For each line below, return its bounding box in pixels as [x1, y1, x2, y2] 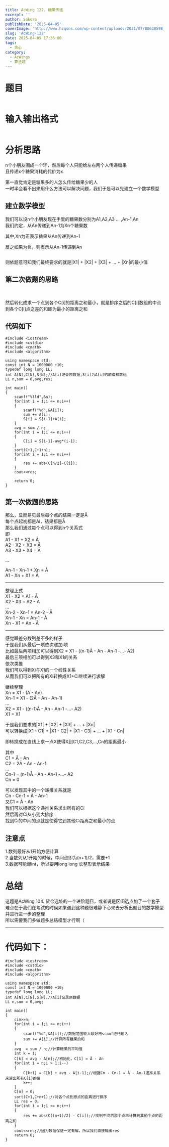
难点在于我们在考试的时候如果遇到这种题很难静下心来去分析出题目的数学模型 [5, 905, 164, 911]
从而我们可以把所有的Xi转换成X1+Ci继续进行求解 [5, 673, 106, 679]
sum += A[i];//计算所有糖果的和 [23, 1037, 85, 1042]
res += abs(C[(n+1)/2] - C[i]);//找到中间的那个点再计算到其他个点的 [23, 1113, 159, 1118]
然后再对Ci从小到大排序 [5, 811, 54, 817]
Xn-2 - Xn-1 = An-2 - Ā [5, 609, 53, 615]
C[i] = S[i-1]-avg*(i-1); [23, 438, 78, 444]
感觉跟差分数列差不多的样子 [5, 635, 63, 641]
